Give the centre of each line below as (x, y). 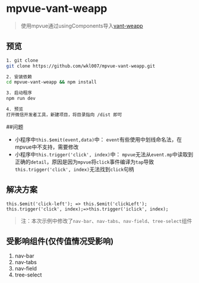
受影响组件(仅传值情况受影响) (60, 241)
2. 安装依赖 (19, 77)
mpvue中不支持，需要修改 (47, 147)
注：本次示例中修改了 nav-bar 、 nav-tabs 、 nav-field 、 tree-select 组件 (106, 221)
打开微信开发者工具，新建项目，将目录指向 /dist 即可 (64, 115)
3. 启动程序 (19, 93)
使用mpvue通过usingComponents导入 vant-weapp (82, 26)
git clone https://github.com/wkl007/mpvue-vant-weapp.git (81, 66)
